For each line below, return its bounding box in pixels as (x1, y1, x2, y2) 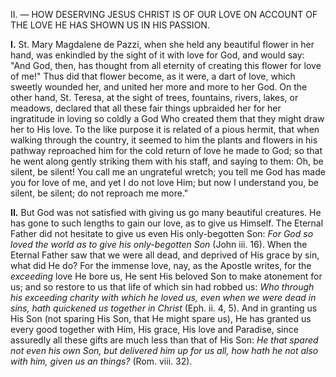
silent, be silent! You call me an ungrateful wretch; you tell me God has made (10, 166, 326, 178)
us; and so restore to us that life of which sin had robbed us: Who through (10, 281, 315, 293)
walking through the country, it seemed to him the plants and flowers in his (10, 134, 318, 146)
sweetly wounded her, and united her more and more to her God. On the (10, 81, 308, 93)
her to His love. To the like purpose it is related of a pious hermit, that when (10, 124, 320, 135)
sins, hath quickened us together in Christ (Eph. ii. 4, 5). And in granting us (10, 302, 318, 314)
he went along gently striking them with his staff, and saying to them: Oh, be (10, 155, 324, 167)
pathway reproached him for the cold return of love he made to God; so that (10, 145, 323, 156)
